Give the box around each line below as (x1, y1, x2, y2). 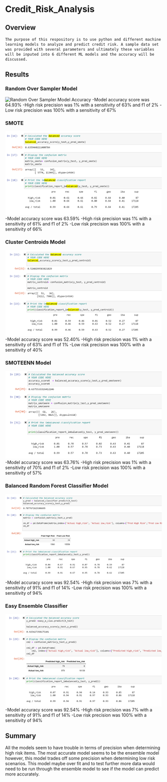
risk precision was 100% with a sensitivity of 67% (14, 107, 117, 113)
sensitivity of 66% (5, 226, 43, 232)
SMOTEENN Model (5, 359, 51, 366)
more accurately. (5, 771, 40, 777)
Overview (5, 23, 36, 32)
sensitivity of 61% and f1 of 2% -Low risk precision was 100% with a (5, 221, 145, 227)
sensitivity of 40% (5, 347, 43, 353)
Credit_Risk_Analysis (5, 3, 95, 15)
